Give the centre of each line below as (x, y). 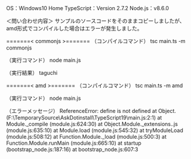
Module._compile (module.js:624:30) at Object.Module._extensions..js (92, 124)
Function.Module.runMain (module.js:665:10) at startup (74, 143)
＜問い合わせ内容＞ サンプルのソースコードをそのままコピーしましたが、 (95, 21)
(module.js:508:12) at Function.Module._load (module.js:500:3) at (87, 137)
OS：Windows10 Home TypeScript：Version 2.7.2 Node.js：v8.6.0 (87, 8)
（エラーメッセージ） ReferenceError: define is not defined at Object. (91, 111)
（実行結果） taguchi (32, 73)
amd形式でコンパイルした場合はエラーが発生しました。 (74, 28)
